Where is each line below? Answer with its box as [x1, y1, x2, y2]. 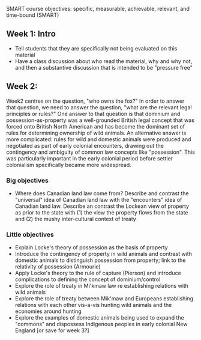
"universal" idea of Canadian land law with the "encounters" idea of [14, 196, 182, 203]
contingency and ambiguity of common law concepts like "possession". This [6, 148, 195, 156]
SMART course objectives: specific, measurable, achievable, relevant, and [6, 5, 190, 12]
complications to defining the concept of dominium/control [14, 276, 161, 283]
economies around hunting [14, 308, 82, 315]
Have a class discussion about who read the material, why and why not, [14, 57, 193, 65]
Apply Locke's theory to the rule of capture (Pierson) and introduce [14, 270, 181, 277]
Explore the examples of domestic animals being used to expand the [14, 314, 184, 321]
